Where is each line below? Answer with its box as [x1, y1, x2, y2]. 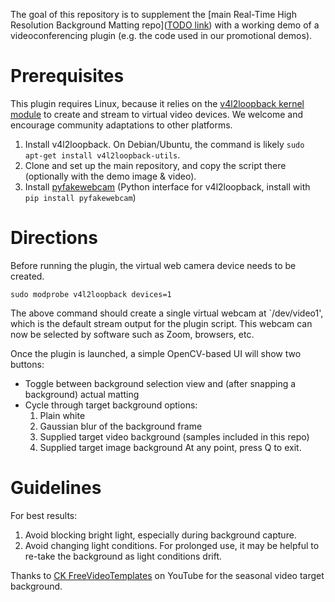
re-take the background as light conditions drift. [24, 550, 223, 562]
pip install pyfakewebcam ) [24, 191, 137, 203]
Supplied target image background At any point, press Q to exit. [39, 441, 302, 453]
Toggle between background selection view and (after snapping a [24, 377, 297, 389]
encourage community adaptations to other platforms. [10, 119, 233, 131]
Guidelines [10, 477, 102, 499]
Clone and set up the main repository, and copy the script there [24, 159, 287, 171]
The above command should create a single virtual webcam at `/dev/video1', [10, 307, 324, 319]
